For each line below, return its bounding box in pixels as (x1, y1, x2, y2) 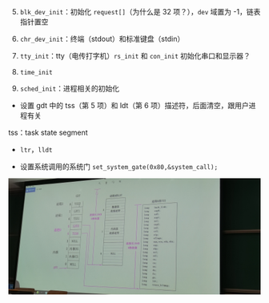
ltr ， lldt (19, 145, 53, 154)
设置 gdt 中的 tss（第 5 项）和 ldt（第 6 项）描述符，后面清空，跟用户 (19, 101, 250, 110)
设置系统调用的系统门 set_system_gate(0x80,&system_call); (19, 162, 219, 171)
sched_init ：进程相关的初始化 (19, 83, 120, 93)
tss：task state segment (8, 127, 88, 137)
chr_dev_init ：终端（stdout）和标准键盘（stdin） (19, 34, 185, 43)
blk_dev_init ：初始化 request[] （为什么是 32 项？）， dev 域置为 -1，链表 (19, 7, 261, 16)
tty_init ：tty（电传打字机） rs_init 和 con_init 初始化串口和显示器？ (19, 51, 251, 60)
